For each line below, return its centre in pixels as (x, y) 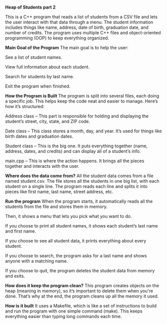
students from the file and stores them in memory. (56, 207)
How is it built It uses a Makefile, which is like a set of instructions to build (81, 306)
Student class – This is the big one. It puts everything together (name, (77, 146)
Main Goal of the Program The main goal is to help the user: (67, 48)
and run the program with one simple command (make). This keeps (74, 311)
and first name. (21, 231)
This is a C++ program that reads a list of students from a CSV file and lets (82, 17)
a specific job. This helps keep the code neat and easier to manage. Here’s (82, 101)
